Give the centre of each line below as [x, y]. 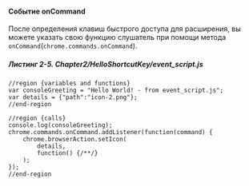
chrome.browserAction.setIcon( [75, 140]
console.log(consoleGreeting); [60, 125]
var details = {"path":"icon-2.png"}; [73, 97]
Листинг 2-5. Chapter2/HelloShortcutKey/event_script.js [106, 64]
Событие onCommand [47, 11]
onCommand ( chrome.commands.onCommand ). [73, 46]
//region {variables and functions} [69, 84]
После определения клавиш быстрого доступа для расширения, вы [125, 29]
